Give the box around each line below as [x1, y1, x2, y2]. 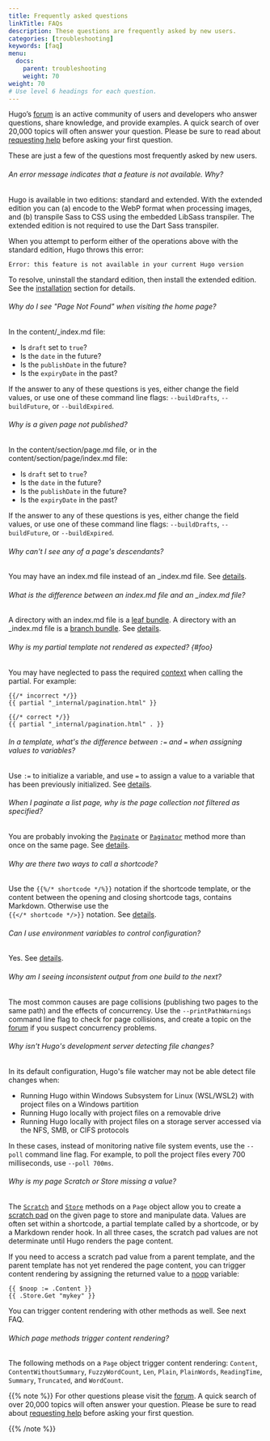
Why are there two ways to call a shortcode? [8, 859, 158, 868]
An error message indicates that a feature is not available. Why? [8, 169, 224, 179]
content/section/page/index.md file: [8, 453, 128, 463]
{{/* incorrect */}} [8, 692, 78, 700]
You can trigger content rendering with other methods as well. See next [8, 1306, 247, 1316]
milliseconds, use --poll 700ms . [8, 1157, 114, 1167]
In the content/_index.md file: [8, 326, 106, 336]
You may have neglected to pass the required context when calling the [8, 667, 243, 677]
